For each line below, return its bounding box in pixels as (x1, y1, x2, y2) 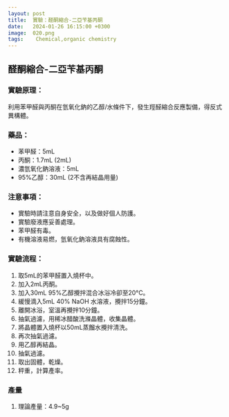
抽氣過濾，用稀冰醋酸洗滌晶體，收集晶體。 (17, 314, 140, 322)
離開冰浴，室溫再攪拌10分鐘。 (17, 306, 104, 314)
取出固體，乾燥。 (17, 358, 67, 366)
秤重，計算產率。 (17, 366, 67, 374)
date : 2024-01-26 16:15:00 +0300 (8, 23, 111, 30)
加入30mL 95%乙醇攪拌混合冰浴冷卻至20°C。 (17, 288, 149, 297)
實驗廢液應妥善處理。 (17, 218, 79, 226)
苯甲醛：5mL (17, 147, 55, 156)
